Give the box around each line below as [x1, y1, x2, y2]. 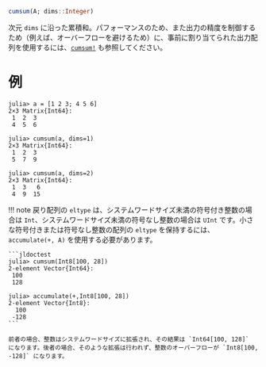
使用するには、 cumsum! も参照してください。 [21, 42, 168, 52]
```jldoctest [8, 250, 52, 258]
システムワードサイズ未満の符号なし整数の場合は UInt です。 [41, 215, 240, 224]
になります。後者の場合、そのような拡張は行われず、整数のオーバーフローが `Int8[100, [8, 343, 259, 352]
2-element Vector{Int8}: [8, 299, 91, 307]
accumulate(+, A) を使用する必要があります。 [8, 235, 157, 244]
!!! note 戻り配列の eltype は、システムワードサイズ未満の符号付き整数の [8, 205, 246, 214]
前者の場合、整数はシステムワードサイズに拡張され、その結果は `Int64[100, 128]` [8, 335, 249, 343]
